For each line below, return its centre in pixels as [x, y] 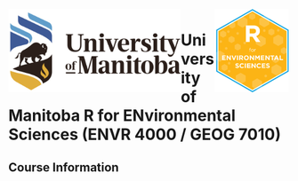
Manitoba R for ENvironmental [122, 116]
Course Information [64, 167]
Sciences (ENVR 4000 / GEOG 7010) [145, 134]
